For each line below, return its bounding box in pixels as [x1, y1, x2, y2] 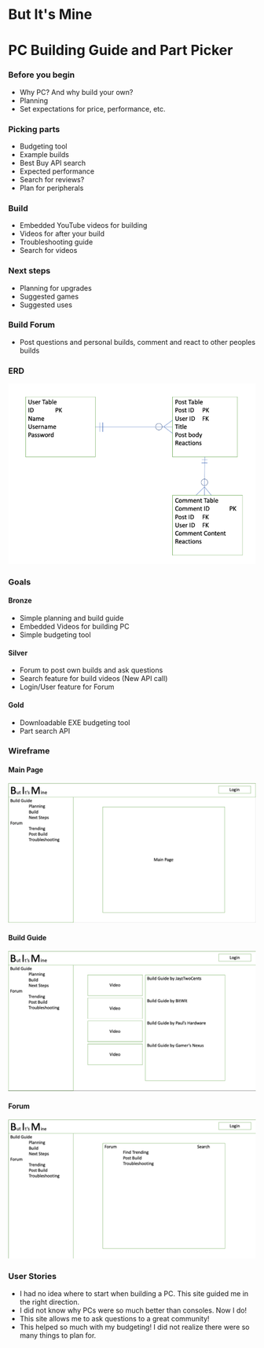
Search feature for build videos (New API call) [19, 674, 168, 683]
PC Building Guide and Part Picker [8, 42, 233, 60]
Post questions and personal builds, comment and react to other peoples [19, 337, 256, 346]
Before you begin [8, 69, 75, 80]
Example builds [19, 149, 69, 159]
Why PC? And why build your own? [19, 87, 134, 97]
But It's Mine [8, 5, 93, 24]
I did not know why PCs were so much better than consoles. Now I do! [19, 1306, 247, 1315]
